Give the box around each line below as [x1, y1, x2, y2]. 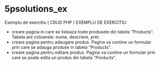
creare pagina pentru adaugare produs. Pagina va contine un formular [11, 39, 151, 45]
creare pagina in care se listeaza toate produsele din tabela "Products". [11, 29, 154, 34]
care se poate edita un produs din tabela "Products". [11, 54, 117, 60]
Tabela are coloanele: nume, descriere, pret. [11, 34, 100, 40]
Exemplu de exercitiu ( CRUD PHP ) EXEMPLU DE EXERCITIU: [4, 19, 128, 25]
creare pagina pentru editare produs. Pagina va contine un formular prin [11, 49, 156, 55]
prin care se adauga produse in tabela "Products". [11, 44, 112, 50]
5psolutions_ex [4, 3, 67, 15]
